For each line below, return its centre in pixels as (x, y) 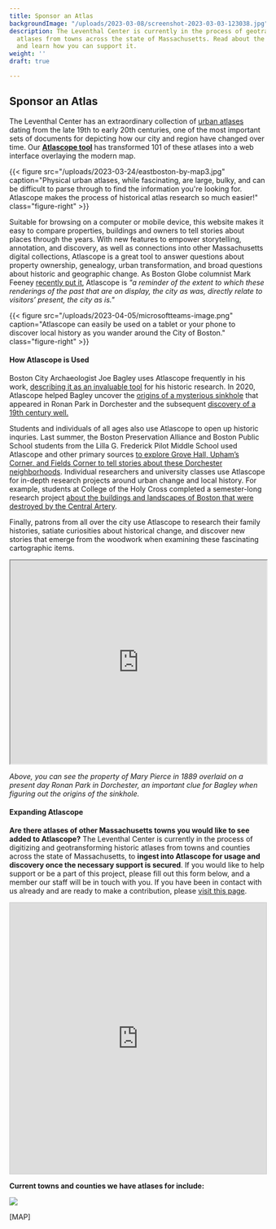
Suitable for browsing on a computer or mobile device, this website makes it (136, 221)
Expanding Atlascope (46, 812)
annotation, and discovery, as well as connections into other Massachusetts (136, 247)
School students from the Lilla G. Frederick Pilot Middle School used (123, 445)
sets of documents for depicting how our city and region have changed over (137, 138)
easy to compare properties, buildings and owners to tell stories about (127, 230)
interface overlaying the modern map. (72, 155)
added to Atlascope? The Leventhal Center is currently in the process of (131, 839)
